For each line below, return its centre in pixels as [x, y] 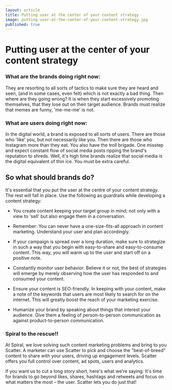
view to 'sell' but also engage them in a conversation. [69, 216]
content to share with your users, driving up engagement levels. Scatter [81, 356]
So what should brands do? [50, 178]
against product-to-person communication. [59, 320]
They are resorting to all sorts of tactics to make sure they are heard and [82, 88]
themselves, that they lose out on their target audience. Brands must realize [85, 104]
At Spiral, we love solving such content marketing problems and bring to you [86, 345]
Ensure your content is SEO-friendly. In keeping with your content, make [89, 288]
